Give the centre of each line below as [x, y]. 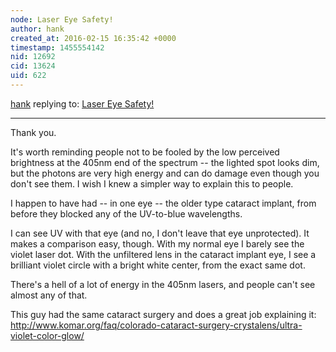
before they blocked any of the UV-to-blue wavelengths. [126, 213]
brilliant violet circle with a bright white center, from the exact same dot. [158, 265]
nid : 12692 [33, 57]
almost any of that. [49, 295]
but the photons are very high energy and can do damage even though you [165, 173]
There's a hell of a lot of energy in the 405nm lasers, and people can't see [163, 284]
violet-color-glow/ [47, 335]
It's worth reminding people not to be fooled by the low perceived [145, 152]
